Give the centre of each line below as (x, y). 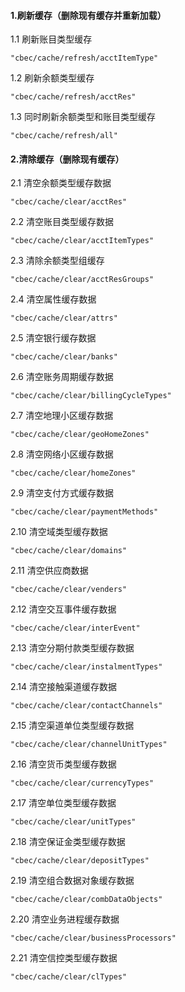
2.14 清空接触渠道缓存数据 (64, 687)
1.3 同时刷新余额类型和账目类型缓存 (83, 117)
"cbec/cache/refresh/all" (64, 136)
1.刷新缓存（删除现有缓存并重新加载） (88, 15)
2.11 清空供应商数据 (49, 571)
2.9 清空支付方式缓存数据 (62, 493)
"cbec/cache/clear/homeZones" (73, 473)
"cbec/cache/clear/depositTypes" (80, 861)
